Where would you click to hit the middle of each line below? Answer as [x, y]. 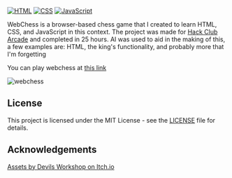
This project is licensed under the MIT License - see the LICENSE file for [111, 120]
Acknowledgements [52, 150]
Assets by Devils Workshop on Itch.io [61, 166]
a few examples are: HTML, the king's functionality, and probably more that [116, 47]
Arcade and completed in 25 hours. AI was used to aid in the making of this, [116, 39]
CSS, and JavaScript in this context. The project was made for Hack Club [113, 32]
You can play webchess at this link [57, 68]
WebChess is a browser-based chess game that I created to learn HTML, [112, 24]
